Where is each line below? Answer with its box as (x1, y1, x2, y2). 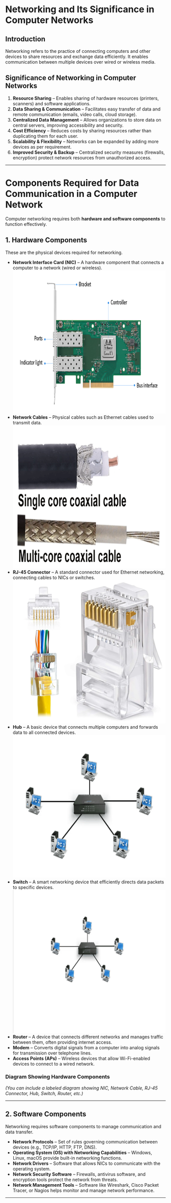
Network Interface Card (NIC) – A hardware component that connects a (12, 259, 164, 265)
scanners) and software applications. (12, 100, 91, 106)
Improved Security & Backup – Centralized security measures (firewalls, (12, 149, 165, 155)
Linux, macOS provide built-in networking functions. (12, 1155, 122, 1161)
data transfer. (5, 1129, 34, 1135)
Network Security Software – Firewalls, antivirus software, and (12, 1171, 146, 1177)
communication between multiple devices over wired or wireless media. (5, 59, 156, 65)
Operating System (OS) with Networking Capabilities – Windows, (12, 1149, 153, 1156)
